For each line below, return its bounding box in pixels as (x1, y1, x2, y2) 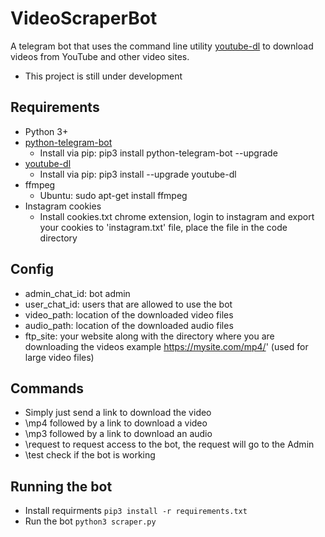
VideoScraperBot (10, 7, 158, 30)
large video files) (24, 351, 95, 363)
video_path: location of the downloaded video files (24, 308, 234, 321)
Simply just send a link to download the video (24, 407, 212, 419)
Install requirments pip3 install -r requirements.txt (24, 505, 248, 517)
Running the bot (10, 478, 113, 495)
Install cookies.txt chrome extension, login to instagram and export (39, 210, 315, 222)
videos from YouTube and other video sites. (10, 50, 190, 62)
